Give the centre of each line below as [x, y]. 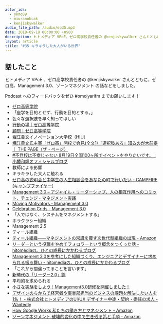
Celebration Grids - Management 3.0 [49, 209]
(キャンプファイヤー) [33, 186]
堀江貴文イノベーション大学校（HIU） [50, 137]
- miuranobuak [24, 19]
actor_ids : [16, 10]
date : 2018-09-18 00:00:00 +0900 [39, 32]
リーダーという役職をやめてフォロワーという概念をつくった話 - [76, 244]
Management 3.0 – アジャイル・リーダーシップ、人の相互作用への [78, 192]
